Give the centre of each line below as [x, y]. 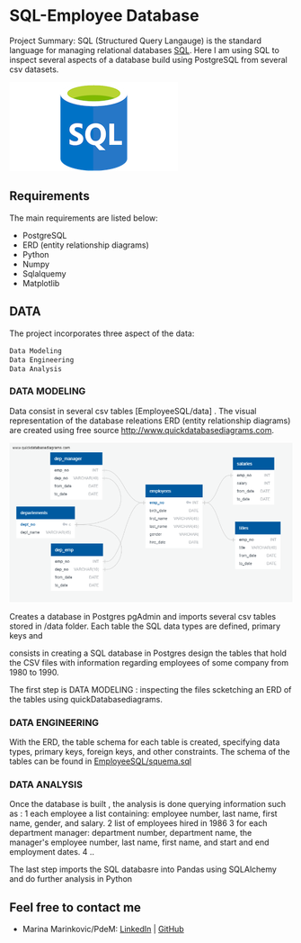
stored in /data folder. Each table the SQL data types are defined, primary [145, 626]
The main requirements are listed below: [84, 218]
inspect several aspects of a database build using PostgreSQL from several [148, 59]
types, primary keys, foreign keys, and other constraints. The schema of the [150, 752]
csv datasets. [34, 69]
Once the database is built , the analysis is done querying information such [148, 804]
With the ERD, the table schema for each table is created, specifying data [145, 742]
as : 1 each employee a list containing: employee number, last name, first [143, 814]
